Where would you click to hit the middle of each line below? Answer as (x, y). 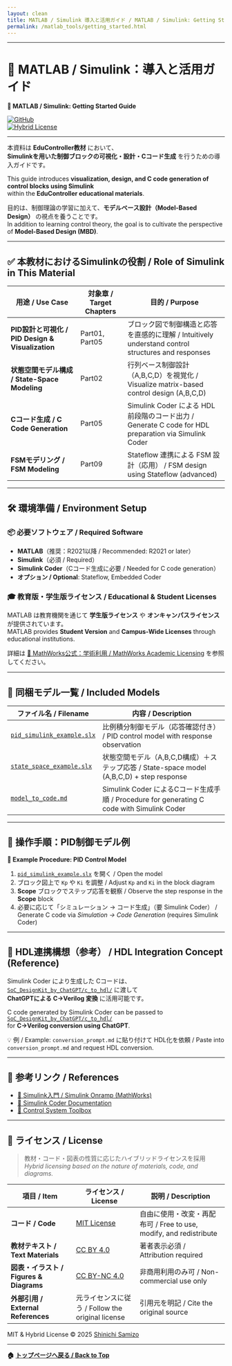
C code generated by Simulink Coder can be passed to (85, 1012)
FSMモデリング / (38, 460)
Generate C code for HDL (168, 425)
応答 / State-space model (165, 767)
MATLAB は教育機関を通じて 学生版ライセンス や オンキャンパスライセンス (114, 615)
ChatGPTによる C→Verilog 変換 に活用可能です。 (77, 998)
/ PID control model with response (157, 736)
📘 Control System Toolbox (54, 1111)
